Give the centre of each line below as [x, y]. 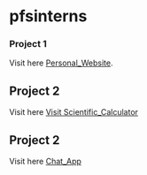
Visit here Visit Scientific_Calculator [74, 112]
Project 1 [28, 44]
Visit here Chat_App [46, 162]
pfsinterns [48, 16]
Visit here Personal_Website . [61, 63]
